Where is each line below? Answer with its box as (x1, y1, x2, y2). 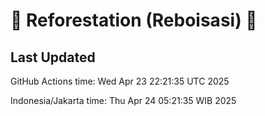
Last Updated (10, 49, 96, 66)
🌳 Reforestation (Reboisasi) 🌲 (10, 9, 258, 32)
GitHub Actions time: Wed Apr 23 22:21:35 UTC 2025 (10, 75, 230, 87)
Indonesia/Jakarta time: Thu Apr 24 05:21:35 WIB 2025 (10, 95, 237, 106)
